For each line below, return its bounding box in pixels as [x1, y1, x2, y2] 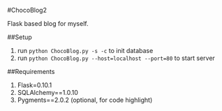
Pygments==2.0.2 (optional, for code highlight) [17, 96, 153, 104]
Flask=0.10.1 [17, 81, 52, 89]
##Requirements [7, 68, 55, 75]
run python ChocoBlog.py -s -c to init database [17, 47, 154, 54]
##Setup [7, 33, 33, 41]
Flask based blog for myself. [7, 20, 89, 27]
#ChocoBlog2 [7, 6, 47, 14]
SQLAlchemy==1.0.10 [17, 89, 78, 96]
